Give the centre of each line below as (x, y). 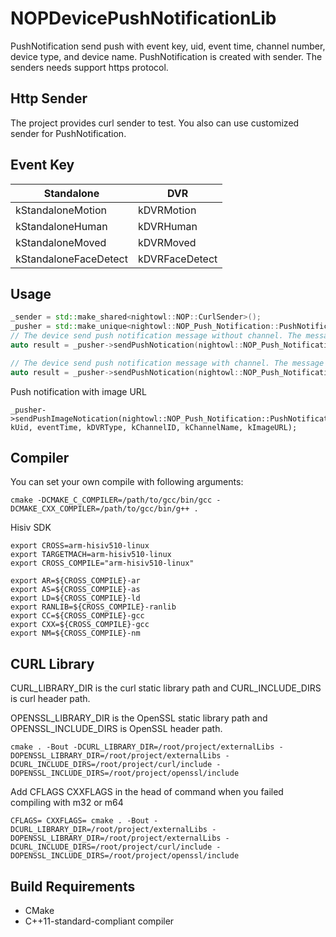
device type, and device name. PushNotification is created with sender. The (166, 56)
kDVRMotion (167, 210)
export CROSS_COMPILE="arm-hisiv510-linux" (102, 563)
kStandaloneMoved (61, 242)
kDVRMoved (167, 242)
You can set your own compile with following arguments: (127, 482)
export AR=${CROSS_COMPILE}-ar (75, 581)
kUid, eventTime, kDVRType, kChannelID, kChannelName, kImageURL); (154, 427)
